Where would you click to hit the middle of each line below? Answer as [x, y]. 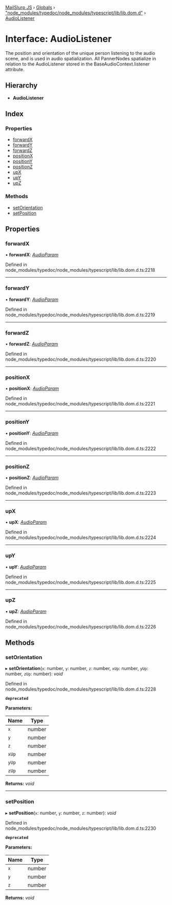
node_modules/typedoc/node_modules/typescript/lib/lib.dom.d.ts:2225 [81, 582]
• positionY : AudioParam [32, 433]
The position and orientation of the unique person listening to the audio [80, 53]
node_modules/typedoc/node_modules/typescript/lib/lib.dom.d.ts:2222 [81, 448]
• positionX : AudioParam [32, 389]
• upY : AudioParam [26, 567]
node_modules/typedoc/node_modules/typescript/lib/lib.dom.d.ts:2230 [81, 828]
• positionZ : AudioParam [32, 478]
